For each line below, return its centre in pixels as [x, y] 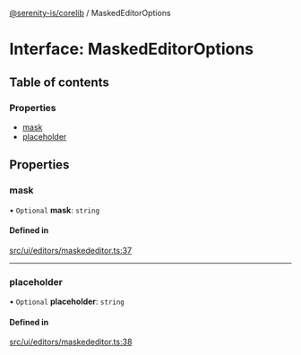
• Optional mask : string [55, 210]
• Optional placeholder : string [67, 302]
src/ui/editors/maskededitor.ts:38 [71, 342]
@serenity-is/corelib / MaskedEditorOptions [90, 13]
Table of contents [59, 82]
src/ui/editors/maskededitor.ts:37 [71, 250]
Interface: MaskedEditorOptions [132, 49]
